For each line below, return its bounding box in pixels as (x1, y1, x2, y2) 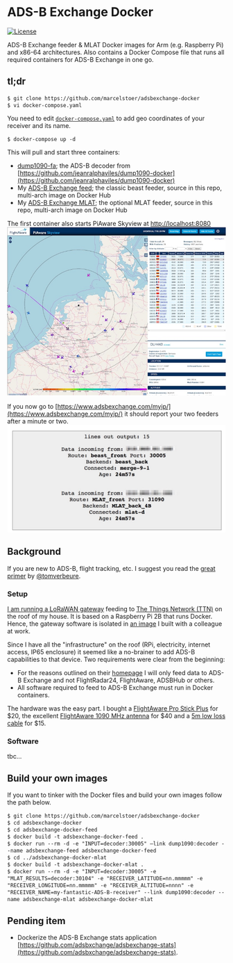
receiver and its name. (7, 121, 71, 129)
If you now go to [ (7, 402, 58, 410)
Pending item (7, 915, 66, 927)
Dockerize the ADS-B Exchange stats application (17, 933, 157, 942)
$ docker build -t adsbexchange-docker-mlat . (7, 861, 144, 868)
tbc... (7, 752, 22, 761)
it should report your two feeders (124, 410, 219, 418)
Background (7, 546, 61, 558)
